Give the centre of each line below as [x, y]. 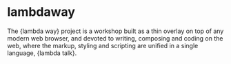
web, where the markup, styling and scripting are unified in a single [103, 45]
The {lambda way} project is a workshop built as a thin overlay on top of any [115, 31]
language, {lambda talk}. [42, 53]
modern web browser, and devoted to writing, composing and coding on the [115, 38]
